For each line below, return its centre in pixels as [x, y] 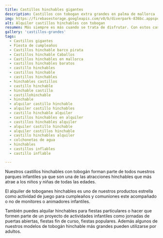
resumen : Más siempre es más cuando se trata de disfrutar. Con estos [78, 28]
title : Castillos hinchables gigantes [44, 9]
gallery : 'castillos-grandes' [36, 32]
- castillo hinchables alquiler [42, 135]
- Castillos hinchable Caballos [42, 54]
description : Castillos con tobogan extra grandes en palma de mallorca [80, 14]
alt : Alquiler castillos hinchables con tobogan [55, 23]
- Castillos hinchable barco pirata [46, 50]
